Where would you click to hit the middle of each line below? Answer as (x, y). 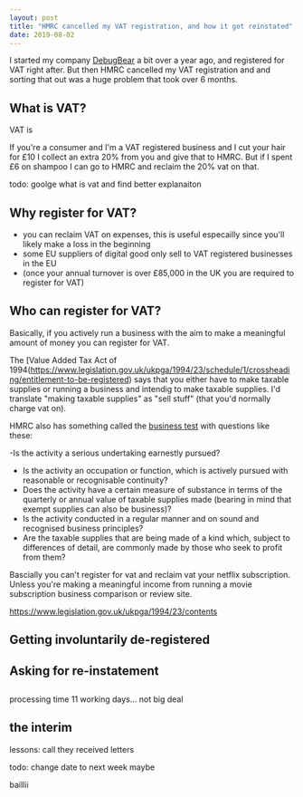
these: (21, 435)
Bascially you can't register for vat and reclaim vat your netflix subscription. (150, 574)
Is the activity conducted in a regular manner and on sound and (141, 518)
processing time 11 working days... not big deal (96, 699)
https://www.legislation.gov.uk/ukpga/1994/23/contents (114, 611)
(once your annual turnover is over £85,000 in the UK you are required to (158, 273)
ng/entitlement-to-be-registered (69, 379)
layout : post (34, 18)
